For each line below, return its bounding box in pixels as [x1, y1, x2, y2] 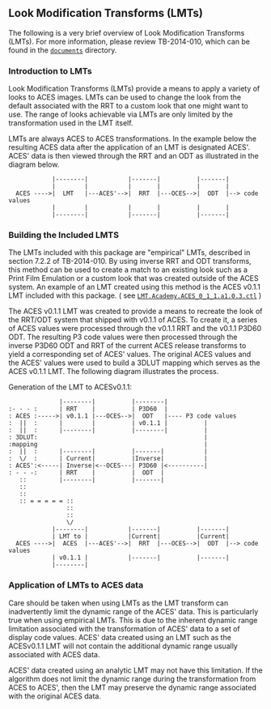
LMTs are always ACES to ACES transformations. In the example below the [8, 134, 257, 144]
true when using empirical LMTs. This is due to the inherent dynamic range [8, 615, 258, 625]
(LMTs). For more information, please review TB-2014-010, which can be [8, 36, 251, 46]
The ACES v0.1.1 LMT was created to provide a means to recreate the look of [8, 307, 263, 316]
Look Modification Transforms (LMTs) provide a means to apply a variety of [8, 84, 260, 94]
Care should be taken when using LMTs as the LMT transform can [8, 598, 229, 608]
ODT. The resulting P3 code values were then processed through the [8, 332, 238, 342]
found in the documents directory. [8, 45, 117, 55]
